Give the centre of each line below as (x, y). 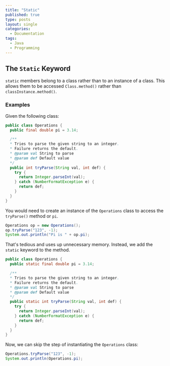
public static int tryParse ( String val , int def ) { (66, 302)
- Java (17, 43)
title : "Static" (22, 10)
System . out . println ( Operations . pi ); (44, 359)
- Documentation (27, 34)
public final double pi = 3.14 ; (44, 130)
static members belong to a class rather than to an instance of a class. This (85, 81)
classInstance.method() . (31, 92)
